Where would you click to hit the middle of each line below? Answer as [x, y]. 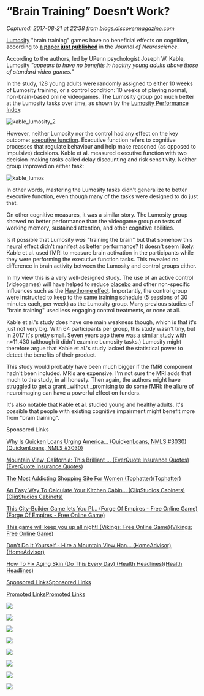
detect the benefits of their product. [51, 355]
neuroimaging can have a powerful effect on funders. [74, 392]
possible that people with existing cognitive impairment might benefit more [101, 411]
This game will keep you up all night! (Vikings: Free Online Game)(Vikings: [100, 527]
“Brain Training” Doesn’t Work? [88, 11]
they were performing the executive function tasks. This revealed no [93, 259]
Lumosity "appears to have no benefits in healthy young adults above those [102, 65]
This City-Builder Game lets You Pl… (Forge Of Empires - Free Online [93, 508]
